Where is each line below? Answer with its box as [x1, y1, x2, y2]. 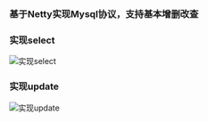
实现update [9, 80, 60, 93]
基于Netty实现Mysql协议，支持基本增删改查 [9, 7, 199, 20]
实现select [9, 34, 55, 46]
